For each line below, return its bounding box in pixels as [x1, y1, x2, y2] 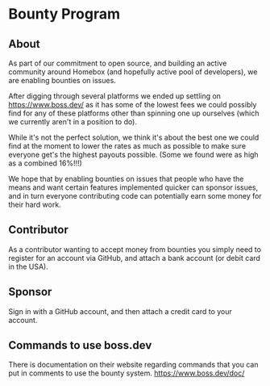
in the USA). [8, 262, 48, 271]
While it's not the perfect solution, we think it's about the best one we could [8, 132, 260, 142]
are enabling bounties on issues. [8, 76, 117, 85]
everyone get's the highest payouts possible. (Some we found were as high [8, 150, 260, 159]
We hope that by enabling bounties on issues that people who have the [8, 174, 244, 183]
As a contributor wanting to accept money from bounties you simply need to [8, 244, 262, 254]
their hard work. [8, 199, 62, 209]
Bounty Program [8, 5, 121, 23]
